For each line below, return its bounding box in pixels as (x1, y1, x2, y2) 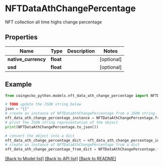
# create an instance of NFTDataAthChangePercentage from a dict (5, 142, 140, 148)
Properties (5, 33, 38, 41)
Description (67, 47, 95, 54)
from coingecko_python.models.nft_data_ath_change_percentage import (5, 93, 149, 98)
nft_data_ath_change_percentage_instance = (5, 115, 95, 121)
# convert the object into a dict (5, 133, 75, 138)
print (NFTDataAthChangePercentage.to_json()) (5, 125, 98, 129)
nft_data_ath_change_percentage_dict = (5, 138, 86, 143)
